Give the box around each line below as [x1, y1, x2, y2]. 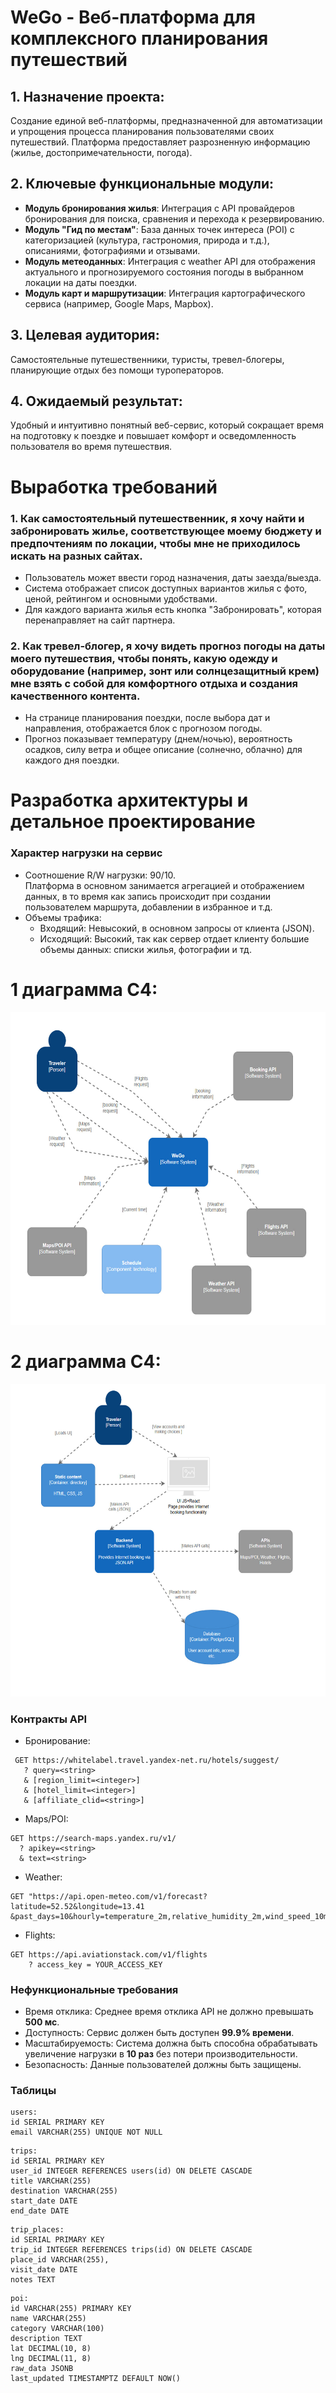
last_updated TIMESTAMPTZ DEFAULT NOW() [10, 2374, 182, 2384]
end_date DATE [10, 2206, 70, 2216]
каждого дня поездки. [24, 754, 120, 766]
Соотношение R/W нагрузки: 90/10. [24, 869, 177, 881]
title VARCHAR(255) [10, 2176, 92, 2186]
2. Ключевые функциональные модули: [10, 176, 274, 193]
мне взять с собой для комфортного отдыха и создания [10, 676, 299, 690]
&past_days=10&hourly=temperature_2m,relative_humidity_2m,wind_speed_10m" [10, 1911, 333, 1921]
